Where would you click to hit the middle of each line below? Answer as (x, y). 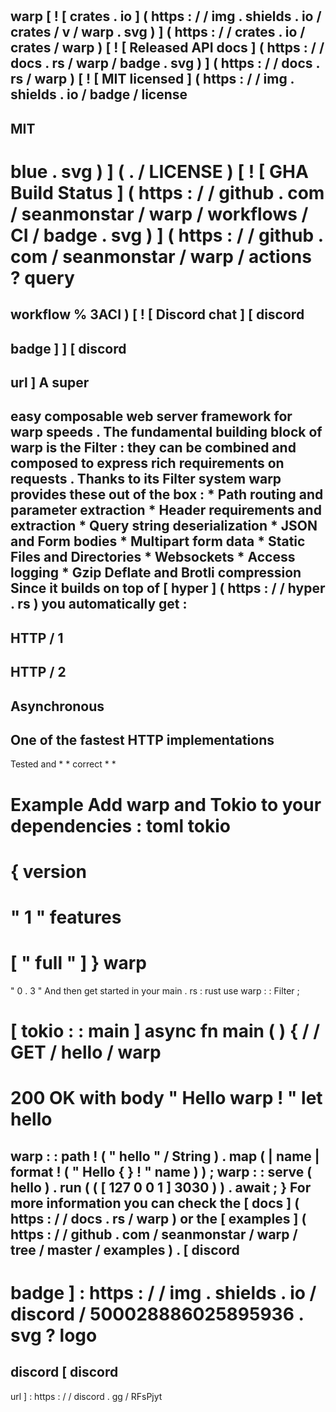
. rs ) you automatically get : (99, 604)
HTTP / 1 (37, 638)
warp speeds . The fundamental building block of (166, 432)
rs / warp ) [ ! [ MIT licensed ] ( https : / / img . (152, 79)
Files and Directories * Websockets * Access (153, 557)
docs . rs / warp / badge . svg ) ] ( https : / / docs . (165, 63)
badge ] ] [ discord (68, 348)
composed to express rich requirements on (147, 463)
